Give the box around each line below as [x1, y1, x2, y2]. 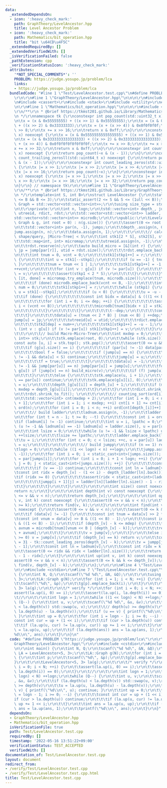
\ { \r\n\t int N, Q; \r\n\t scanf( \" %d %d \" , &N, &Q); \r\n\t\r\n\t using [14, 572, 162, 577]
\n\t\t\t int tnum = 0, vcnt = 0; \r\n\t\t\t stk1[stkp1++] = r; [14, 252, 146, 258]
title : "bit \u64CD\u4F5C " [14, 40, 70, 45]
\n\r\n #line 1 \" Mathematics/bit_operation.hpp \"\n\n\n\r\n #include [14, 105, 159, 110]
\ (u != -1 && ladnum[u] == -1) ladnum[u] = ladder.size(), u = [14, 424, 150, 429]
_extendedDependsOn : [9, 12, 52, 17]
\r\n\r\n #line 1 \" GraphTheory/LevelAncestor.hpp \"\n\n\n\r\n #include [14, 95, 164, 100]
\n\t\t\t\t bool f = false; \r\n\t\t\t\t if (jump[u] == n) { [14, 349, 139, 355]
